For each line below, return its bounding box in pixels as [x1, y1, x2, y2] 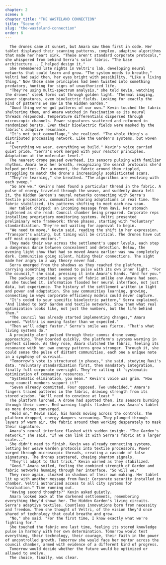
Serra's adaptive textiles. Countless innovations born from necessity [5, 503, 157, 508]
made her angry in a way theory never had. [5, 258, 97, 263]
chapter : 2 [5, 7, 28, 12]
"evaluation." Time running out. [5, 485, 75, 490]
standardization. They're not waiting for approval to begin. [5, 223, 137, 228]
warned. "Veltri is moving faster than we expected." [5, 319, 119, 324]
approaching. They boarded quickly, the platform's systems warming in [5, 337, 157, 342]
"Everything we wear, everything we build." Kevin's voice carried [9, 145, 153, 150]
